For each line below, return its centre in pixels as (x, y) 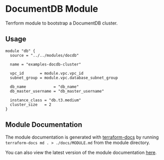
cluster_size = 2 (31, 105)
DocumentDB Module (52, 9)
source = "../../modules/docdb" (45, 55)
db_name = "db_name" (45, 87)
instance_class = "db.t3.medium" (46, 100)
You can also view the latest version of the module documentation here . (81, 152)
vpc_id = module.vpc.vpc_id (47, 73)
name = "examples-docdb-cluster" (46, 64)
